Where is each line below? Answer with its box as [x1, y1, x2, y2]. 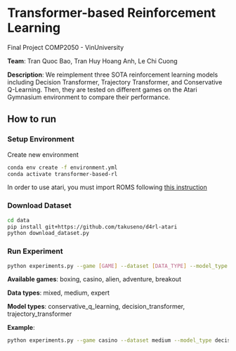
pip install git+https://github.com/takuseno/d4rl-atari [7, 223, 178, 230]
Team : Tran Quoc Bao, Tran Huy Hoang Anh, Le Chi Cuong [7, 56, 178, 65]
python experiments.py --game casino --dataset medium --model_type [7, 337, 212, 344]
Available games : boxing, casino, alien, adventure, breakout [7, 275, 181, 283]
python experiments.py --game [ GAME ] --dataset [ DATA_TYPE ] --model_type [7, 262, 228, 269]
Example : [7, 324, 35, 332]
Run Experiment [7, 246, 63, 256]
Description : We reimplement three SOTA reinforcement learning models [7, 70, 218, 79]
